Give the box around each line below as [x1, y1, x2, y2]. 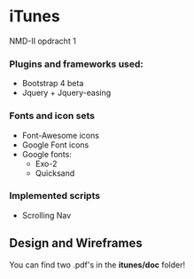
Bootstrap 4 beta [21, 78, 84, 89]
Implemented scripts [9, 189, 100, 202]
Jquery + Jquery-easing [21, 87, 112, 99]
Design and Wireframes [9, 235, 144, 251]
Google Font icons [21, 139, 89, 150]
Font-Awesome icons [21, 130, 100, 140]
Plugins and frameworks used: [9, 58, 144, 70]
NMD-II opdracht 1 [9, 36, 77, 46]
